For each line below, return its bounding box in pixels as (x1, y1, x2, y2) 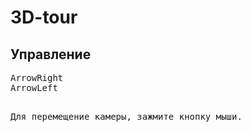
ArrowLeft (10, 82, 58, 93)
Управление (10, 46, 92, 63)
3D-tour (10, 6, 78, 29)
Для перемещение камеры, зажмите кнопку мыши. (10, 111, 243, 122)
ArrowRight (10, 72, 64, 83)
